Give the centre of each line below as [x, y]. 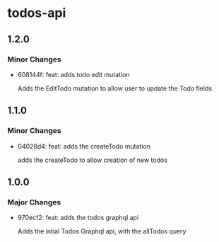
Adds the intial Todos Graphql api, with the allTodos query [102, 231]
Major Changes [34, 202]
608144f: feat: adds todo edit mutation [73, 74]
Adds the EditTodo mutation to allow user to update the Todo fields [115, 88]
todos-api [37, 13]
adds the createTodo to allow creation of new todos [93, 160]
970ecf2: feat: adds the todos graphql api [78, 218]
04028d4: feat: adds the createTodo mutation [84, 146]
